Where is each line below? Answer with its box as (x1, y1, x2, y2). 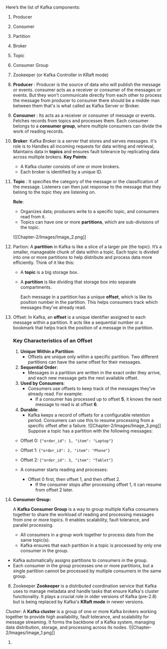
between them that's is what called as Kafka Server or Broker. (12, 103, 140, 109)
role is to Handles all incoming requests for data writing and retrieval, (12, 143, 155, 149)
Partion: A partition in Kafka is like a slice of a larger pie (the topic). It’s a (12, 244, 162, 249)
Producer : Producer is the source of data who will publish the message (12, 82, 161, 87)
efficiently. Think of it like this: (12, 259, 75, 265)
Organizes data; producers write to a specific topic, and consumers (20, 209, 159, 214)
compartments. (20, 284, 52, 290)
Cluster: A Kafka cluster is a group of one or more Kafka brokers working (5, 609, 157, 615)
